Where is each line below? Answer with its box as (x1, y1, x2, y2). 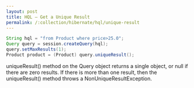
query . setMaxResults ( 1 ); (6, 46, 67, 53)
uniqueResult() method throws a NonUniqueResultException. (6, 75, 152, 82)
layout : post (6, 8, 38, 15)
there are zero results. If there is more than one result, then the (6, 69, 157, 76)
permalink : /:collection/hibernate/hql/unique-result (6, 19, 140, 25)
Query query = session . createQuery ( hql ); (6, 41, 109, 47)
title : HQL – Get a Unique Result (6, 14, 91, 20)
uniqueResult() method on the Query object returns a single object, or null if (6, 62, 188, 69)
